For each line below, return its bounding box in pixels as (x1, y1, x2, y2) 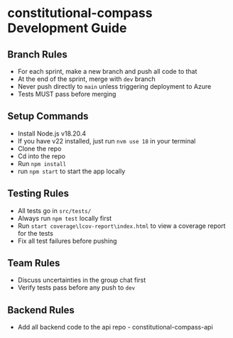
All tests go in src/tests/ (17, 206, 92, 214)
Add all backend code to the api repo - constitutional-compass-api (17, 323, 213, 332)
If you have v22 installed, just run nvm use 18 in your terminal (17, 136, 196, 145)
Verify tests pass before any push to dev (17, 283, 136, 292)
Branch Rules (7, 48, 67, 60)
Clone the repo (17, 144, 62, 153)
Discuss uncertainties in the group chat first (17, 276, 146, 285)
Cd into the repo (17, 151, 66, 160)
